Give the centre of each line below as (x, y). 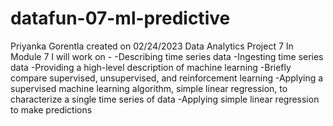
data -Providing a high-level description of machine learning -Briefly (151, 67)
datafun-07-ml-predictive (120, 18)
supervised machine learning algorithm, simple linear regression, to (149, 88)
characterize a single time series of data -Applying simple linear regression (165, 99)
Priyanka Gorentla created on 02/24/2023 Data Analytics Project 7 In (152, 46)
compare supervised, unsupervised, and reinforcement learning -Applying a (167, 78)
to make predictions (51, 109)
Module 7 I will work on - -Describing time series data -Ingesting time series (167, 56)
